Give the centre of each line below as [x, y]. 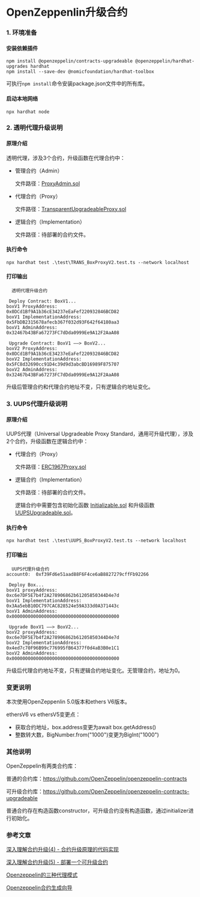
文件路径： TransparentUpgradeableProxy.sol [71, 209]
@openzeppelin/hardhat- [165, 61]
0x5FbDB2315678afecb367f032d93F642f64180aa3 [63, 322]
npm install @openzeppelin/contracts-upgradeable [70, 61]
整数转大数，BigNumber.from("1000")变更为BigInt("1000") [87, 735]
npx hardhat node [28, 112]
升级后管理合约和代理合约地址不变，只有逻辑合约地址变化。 [80, 387]
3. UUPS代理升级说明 [37, 403]
